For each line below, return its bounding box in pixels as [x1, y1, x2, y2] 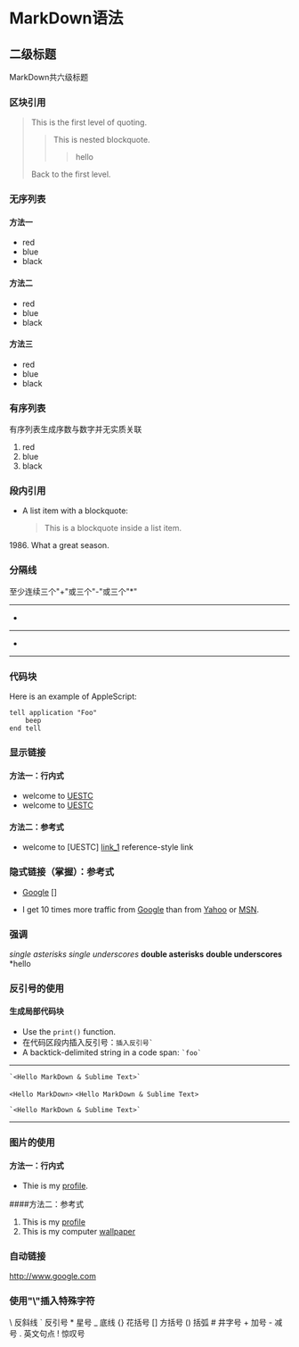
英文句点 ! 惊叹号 [23, 1327, 85, 1339]
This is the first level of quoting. [30, 117, 148, 128]
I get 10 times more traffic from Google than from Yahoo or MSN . [21, 903, 260, 915]
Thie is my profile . [21, 1180, 89, 1192]
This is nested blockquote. [53, 135, 150, 146]
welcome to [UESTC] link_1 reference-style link [21, 842, 194, 852]
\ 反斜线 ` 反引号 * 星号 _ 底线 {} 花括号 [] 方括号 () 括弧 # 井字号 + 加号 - [9, 1317, 273, 1327]
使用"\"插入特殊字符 [9, 1295, 95, 1308]
